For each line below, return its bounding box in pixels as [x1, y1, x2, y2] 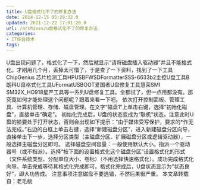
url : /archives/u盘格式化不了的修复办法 [6, 25, 98, 31]
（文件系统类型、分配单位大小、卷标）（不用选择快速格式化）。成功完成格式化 [6, 155, 194, 162]
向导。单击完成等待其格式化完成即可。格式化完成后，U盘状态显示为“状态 [6, 163, 185, 170]
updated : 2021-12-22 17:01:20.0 [6, 20, 86, 26]
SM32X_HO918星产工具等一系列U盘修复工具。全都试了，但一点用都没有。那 [6, 88, 193, 96]
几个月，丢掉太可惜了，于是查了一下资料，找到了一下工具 [32, 66, 173, 73]
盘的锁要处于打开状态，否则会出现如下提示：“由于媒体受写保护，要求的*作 [6, 118, 189, 125]
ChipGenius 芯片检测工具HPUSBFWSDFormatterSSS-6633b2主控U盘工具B [6, 74, 190, 81]
